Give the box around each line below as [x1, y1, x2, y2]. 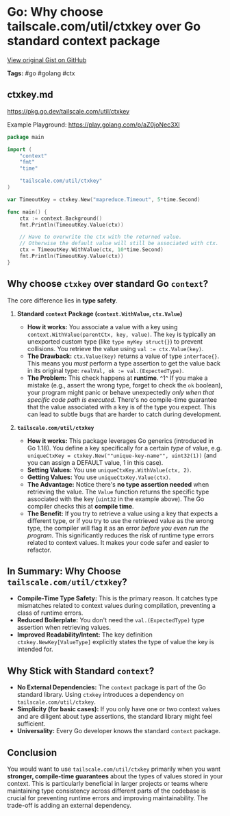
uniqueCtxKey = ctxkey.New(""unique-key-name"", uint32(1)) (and [27, 451, 217, 459]
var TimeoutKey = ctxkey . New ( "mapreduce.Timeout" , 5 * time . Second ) [7, 196, 201, 203]
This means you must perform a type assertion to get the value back [27, 359, 221, 367]
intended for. [16, 645, 53, 654]
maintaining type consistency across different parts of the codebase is [7, 787, 207, 795]
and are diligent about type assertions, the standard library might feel [16, 713, 213, 721]
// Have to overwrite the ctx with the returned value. [19, 233, 183, 240]
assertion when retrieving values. [16, 624, 112, 632]
